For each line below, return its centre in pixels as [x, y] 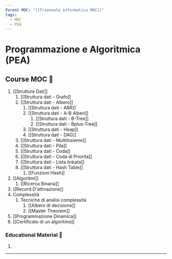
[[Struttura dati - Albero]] [47, 102]
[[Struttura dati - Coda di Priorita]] [56, 157]
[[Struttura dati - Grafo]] [46, 97]
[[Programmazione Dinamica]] [45, 216]
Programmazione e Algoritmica [73, 50]
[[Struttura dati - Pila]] [44, 146]
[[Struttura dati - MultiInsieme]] [53, 140]
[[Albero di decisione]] [52, 205]
